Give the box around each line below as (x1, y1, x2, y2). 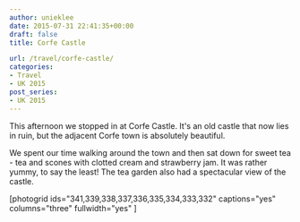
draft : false (9, 30, 58, 38)
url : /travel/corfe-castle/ (9, 55, 115, 64)
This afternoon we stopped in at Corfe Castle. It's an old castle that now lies (9, 120, 289, 131)
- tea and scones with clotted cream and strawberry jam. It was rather (9, 157, 268, 167)
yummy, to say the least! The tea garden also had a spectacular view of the (9, 166, 287, 177)
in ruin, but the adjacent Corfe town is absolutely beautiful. (9, 130, 226, 141)
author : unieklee (9, 13, 74, 22)
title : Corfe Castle (9, 38, 87, 47)
